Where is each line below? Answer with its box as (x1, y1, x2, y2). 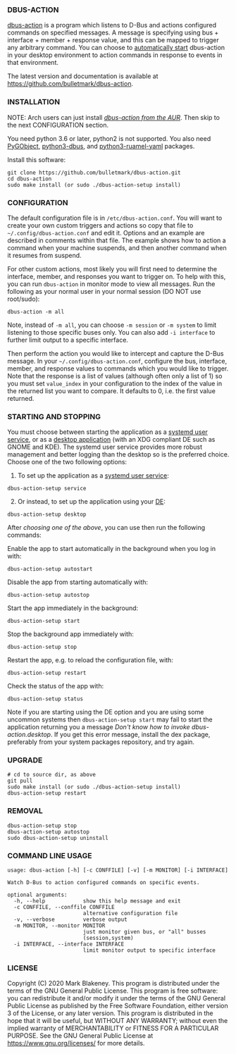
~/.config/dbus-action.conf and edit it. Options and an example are (7, 228, 205, 237)
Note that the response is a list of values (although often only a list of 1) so (7, 371, 223, 380)
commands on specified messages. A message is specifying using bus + (7, 28, 219, 37)
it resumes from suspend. (7, 251, 82, 259)
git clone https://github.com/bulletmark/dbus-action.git (7, 169, 181, 176)
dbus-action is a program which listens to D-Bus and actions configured (7, 21, 217, 30)
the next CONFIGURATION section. (7, 120, 109, 129)
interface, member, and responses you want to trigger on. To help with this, (7, 272, 226, 280)
